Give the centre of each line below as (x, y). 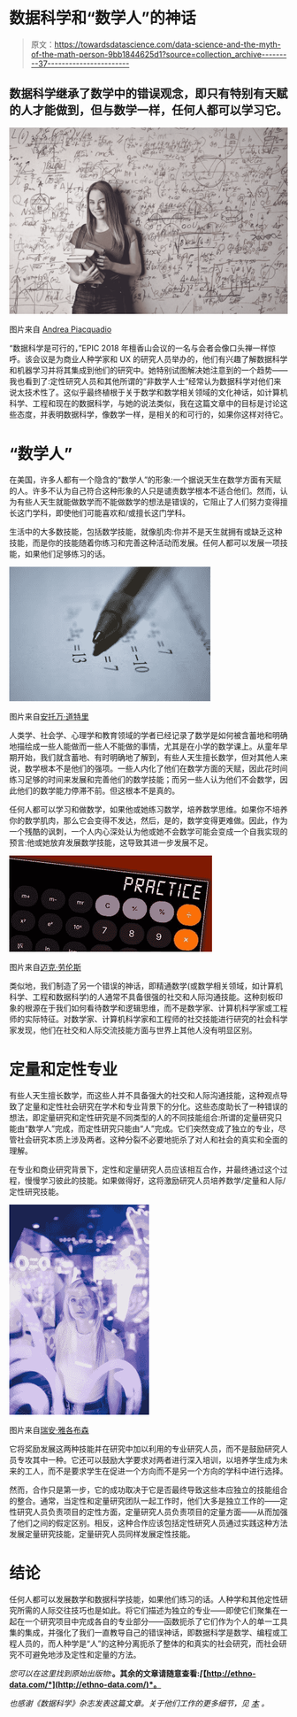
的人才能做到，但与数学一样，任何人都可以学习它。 (148, 110)
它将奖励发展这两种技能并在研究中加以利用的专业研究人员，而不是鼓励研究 (145, 1449)
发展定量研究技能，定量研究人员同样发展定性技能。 (102, 1534)
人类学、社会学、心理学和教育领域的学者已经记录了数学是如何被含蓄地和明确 (148, 735)
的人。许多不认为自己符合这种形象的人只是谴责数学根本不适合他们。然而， (145, 491)
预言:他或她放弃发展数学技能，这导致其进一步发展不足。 (111, 843)
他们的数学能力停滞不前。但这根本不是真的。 (98, 791)
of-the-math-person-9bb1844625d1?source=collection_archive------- (159, 54)
